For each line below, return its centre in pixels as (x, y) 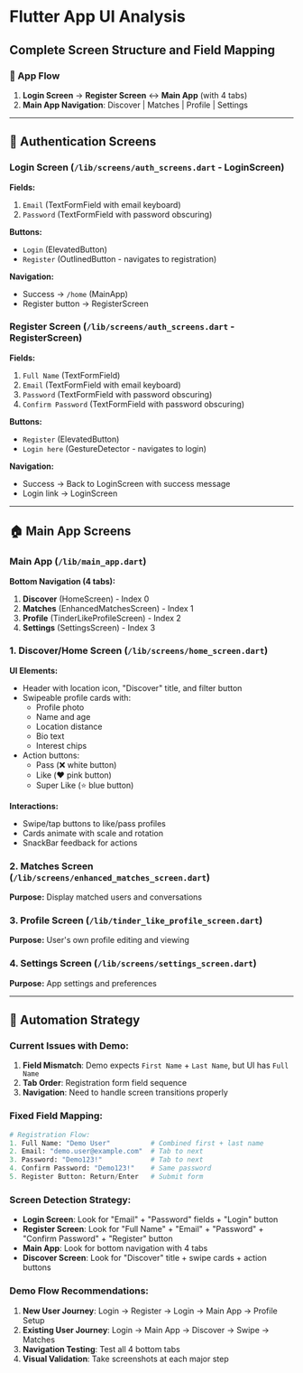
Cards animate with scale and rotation (93, 833)
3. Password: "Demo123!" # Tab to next (106, 1160)
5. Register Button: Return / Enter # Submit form (106, 1177)
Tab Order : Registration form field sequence (105, 1083)
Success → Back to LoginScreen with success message (126, 483)
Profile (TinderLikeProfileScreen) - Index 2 (102, 618)
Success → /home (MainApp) (75, 294)
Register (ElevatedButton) (71, 439)
